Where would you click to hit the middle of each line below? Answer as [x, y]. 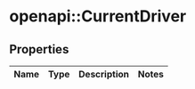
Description [104, 74]
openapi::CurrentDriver [98, 16]
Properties [39, 49]
